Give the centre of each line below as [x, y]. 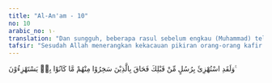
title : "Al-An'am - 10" [49, 16]
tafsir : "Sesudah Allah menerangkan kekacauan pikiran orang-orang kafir [136, 46]
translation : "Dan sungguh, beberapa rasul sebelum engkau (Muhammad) [130, 38]
